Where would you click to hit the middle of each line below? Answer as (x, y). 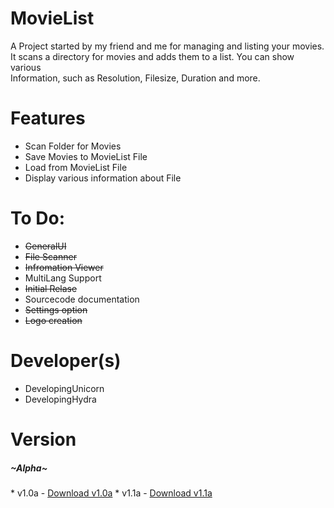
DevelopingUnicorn (64, 388)
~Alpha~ (29, 468)
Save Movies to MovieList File (86, 156)
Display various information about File (103, 178)
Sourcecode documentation (82, 299)
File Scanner (50, 256)
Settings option (56, 309)
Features (48, 118)
